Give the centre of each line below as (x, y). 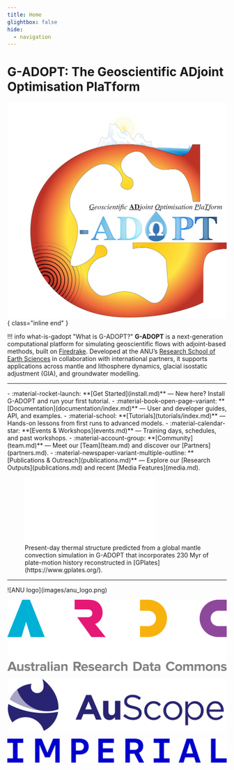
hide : (15, 29)
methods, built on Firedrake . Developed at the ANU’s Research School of (111, 351)
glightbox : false (32, 22)
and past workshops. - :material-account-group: (77, 438)
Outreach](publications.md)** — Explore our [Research (131, 460)
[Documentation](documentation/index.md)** (72, 408)
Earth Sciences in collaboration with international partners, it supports (107, 358)
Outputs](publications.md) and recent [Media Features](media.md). (104, 468)
